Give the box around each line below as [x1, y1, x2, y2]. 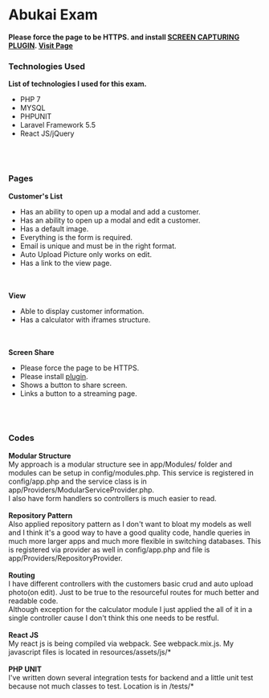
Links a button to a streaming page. [19, 388, 138, 398]
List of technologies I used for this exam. [8, 79, 147, 89]
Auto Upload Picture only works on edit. [19, 249, 153, 259]
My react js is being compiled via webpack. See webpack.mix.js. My [8, 639, 234, 648]
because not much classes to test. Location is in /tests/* [8, 681, 194, 691]
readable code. [8, 596, 59, 606]
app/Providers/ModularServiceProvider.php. [8, 484, 155, 495]
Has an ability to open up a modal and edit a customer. [19, 215, 201, 225]
